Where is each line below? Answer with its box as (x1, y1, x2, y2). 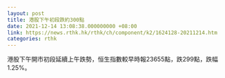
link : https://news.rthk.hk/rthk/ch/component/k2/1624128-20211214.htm (7, 29, 217, 36)
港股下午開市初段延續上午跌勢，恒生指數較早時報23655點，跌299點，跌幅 (7, 55, 219, 64)
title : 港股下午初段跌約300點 (7, 16, 85, 23)
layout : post (7, 10, 45, 17)
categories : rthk (7, 36, 57, 42)
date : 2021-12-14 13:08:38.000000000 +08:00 (7, 23, 137, 29)
